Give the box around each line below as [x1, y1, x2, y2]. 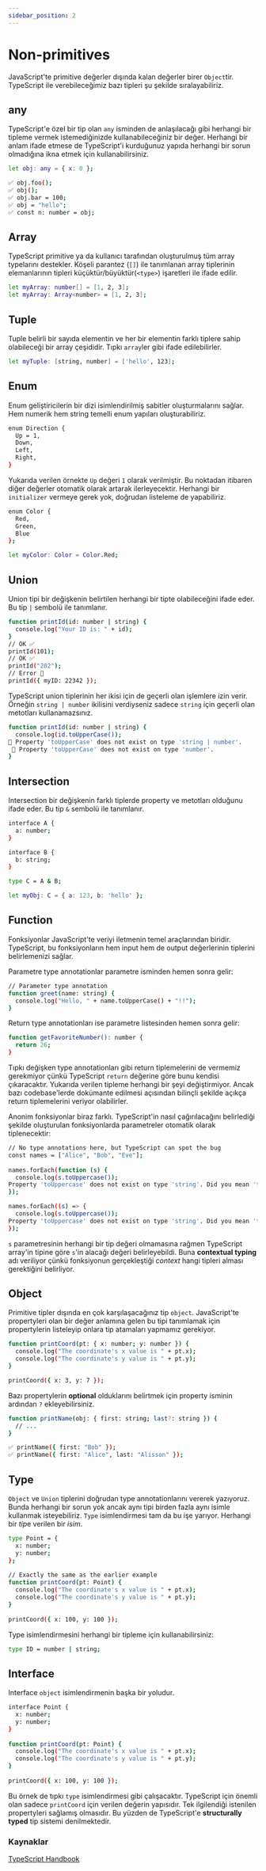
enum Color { [8, 508, 51, 515]
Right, [15, 454, 37, 462]
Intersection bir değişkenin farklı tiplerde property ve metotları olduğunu [8, 796, 243, 805]
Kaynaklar [8, 1836, 49, 1847]
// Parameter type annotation [8, 982, 108, 990]
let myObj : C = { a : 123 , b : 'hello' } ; [8, 892, 144, 899]
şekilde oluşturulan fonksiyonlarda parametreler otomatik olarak [8, 1120, 216, 1129]
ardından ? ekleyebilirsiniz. [8, 1399, 95, 1409]
